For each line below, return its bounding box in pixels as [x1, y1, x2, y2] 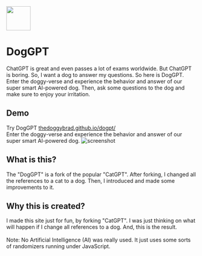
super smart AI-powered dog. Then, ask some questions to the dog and [6, 84, 185, 91]
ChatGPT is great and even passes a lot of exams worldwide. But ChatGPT [6, 65, 192, 72]
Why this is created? [6, 201, 86, 211]
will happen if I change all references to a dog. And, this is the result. [6, 223, 177, 231]
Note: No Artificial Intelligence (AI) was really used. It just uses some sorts [6, 236, 191, 244]
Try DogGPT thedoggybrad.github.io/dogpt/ [6, 124, 116, 131]
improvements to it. [6, 183, 54, 191]
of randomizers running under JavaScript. [6, 243, 111, 250]
